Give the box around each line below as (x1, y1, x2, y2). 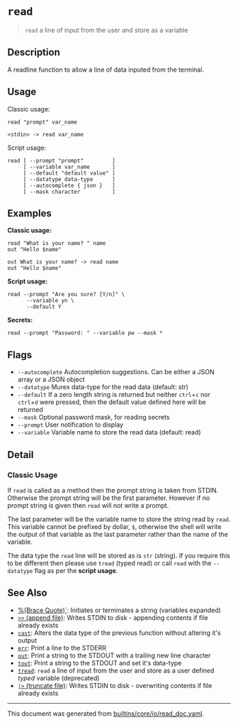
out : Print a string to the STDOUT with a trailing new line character (17, 651, 211, 660)
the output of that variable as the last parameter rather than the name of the (7, 530, 229, 538)
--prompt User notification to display (17, 420, 124, 429)
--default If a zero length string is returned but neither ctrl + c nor (17, 391, 211, 399)
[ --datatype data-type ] (23, 175, 115, 182)
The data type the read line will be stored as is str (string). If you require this (7, 551, 231, 560)
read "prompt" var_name (7, 119, 78, 126)
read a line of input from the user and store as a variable (24, 26, 189, 34)
